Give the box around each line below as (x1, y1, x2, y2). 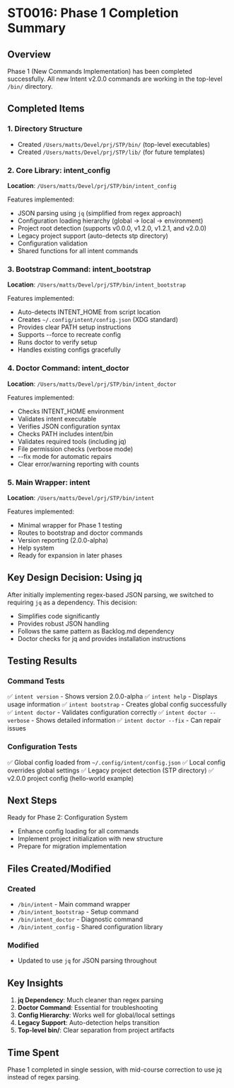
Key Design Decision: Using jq (7, 572, 143, 584)
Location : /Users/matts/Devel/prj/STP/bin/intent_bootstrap (7, 280, 186, 289)
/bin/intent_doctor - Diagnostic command (17, 915, 144, 923)
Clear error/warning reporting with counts (17, 460, 139, 468)
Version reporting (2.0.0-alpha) (17, 535, 108, 544)
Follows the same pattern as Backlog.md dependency (17, 626, 175, 635)
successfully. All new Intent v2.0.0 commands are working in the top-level (7, 74, 223, 83)
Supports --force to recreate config (17, 331, 122, 339)
